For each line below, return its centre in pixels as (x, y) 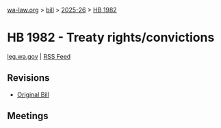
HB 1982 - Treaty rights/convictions (111, 38)
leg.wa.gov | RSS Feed (39, 56)
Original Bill (33, 94)
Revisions (28, 78)
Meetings (28, 116)
